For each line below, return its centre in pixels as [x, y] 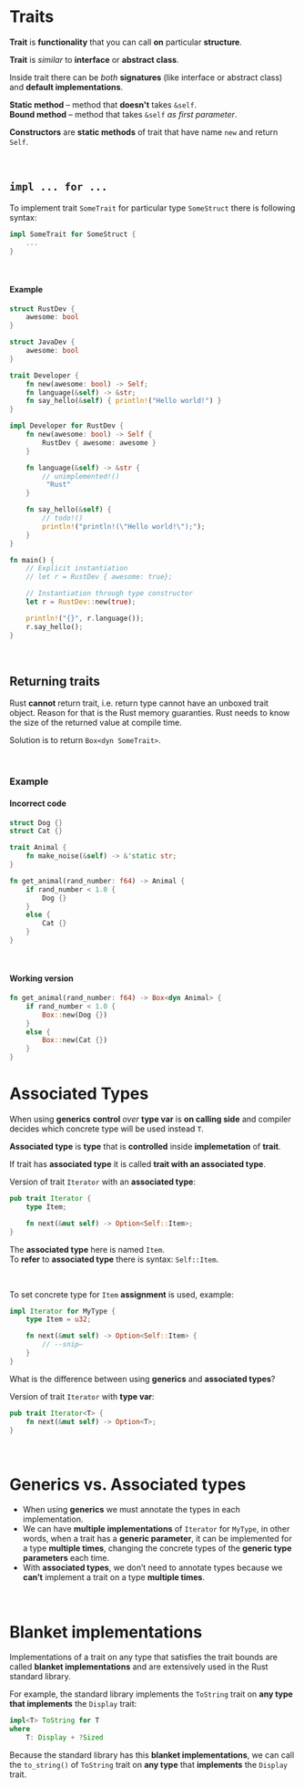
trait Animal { [38, 848]
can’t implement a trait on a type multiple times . [114, 1577]
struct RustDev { [42, 309]
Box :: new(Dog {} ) [75, 1015]
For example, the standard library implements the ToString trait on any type [151, 1694]
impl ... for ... [58, 187]
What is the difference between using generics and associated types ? [142, 1379]
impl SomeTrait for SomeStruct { [73, 234]
